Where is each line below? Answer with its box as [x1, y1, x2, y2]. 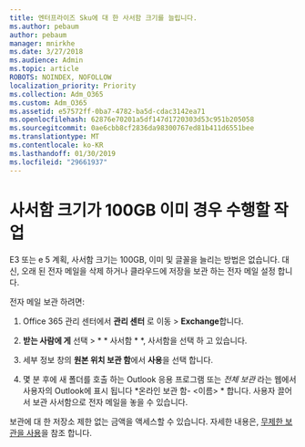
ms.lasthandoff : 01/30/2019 [9, 149, 117, 158]
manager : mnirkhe [9, 38, 76, 48]
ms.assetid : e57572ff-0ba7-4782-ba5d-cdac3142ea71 [9, 107, 206, 116]
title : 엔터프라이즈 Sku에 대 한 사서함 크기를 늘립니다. [9, 13, 198, 23]
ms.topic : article [9, 65, 79, 74]
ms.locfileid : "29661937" [9, 157, 107, 167]
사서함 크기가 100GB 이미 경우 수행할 [9, 200, 270, 220]
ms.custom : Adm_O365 [9, 98, 88, 108]
